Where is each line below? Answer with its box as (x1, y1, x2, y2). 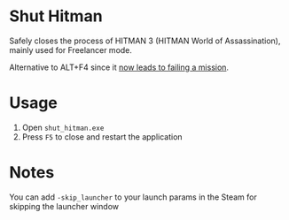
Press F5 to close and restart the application (21, 131, 184, 142)
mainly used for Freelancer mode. (9, 44, 133, 55)
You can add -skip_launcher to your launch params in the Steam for (9, 192, 257, 202)
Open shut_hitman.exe (21, 122, 105, 133)
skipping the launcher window (9, 201, 120, 211)
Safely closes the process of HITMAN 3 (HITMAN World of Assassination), (9, 35, 281, 46)
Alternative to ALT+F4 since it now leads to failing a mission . (9, 62, 229, 72)
